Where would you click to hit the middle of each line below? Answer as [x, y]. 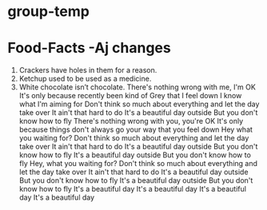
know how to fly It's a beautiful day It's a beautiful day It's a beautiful [133, 189]
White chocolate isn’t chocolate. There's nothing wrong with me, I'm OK [137, 87]
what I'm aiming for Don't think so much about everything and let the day [139, 104]
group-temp [48, 12]
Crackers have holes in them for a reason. [88, 70]
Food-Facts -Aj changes [89, 48]
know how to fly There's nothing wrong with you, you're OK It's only [131, 121]
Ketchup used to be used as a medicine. [85, 79]
